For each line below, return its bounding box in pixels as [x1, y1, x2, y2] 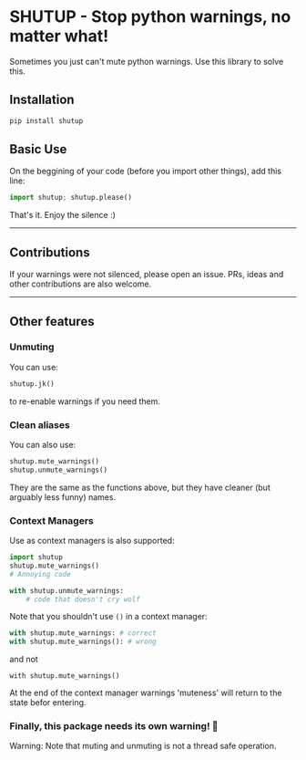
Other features [9, 313, 95, 329]
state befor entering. [9, 697, 87, 708]
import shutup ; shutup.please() [9, 193, 132, 203]
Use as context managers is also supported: [9, 536, 175, 547]
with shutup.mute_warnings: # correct [9, 629, 157, 638]
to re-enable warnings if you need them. [9, 395, 161, 407]
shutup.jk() [9, 379, 55, 389]
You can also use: [9, 439, 76, 450]
